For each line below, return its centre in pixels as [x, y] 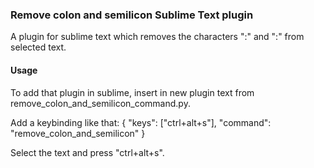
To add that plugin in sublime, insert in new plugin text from [132, 92]
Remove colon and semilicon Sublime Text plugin [132, 15]
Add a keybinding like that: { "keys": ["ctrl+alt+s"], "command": [141, 122]
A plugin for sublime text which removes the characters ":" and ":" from [157, 37]
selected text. [38, 47]
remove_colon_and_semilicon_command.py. [100, 103]
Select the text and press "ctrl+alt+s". [87, 152]
